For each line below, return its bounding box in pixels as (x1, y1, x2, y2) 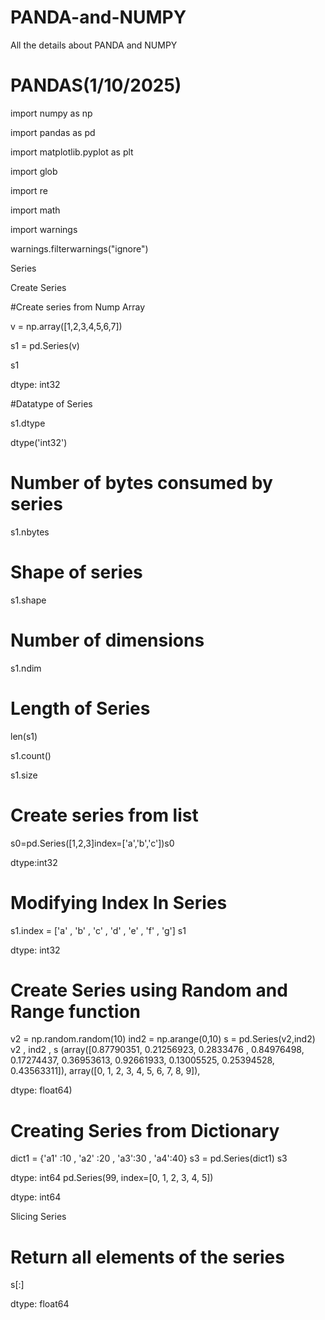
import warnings (10, 223, 78, 235)
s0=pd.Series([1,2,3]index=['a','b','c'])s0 (10, 837, 175, 849)
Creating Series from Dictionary (10, 1119, 280, 1142)
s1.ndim (10, 662, 42, 674)
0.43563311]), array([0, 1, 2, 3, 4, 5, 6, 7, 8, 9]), (10, 1065, 201, 1077)
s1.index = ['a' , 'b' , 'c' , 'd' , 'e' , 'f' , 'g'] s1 (10, 924, 187, 936)
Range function (10, 1000, 141, 1023)
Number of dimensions (10, 629, 205, 651)
